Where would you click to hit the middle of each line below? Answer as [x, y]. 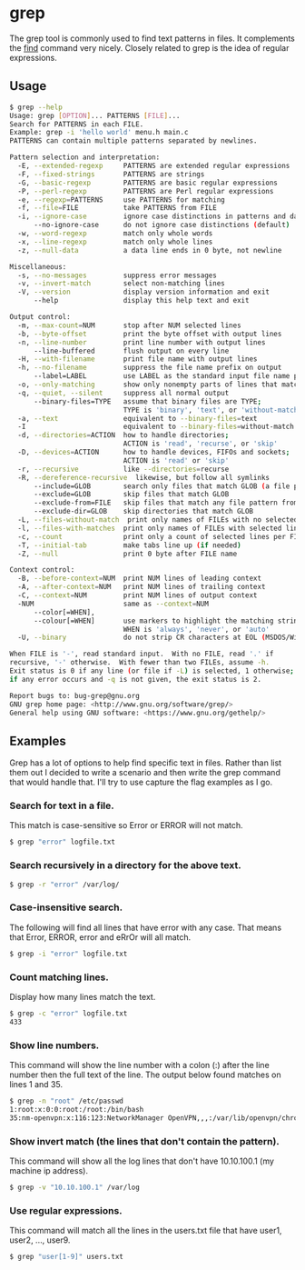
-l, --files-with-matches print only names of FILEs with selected [150, 528]
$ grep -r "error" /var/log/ [64, 885]
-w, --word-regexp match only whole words [115, 234]
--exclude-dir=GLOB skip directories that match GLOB [143, 512]
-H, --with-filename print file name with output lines [138, 359]
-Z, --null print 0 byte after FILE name [128, 554]
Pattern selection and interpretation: [85, 157]
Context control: [42, 570]
